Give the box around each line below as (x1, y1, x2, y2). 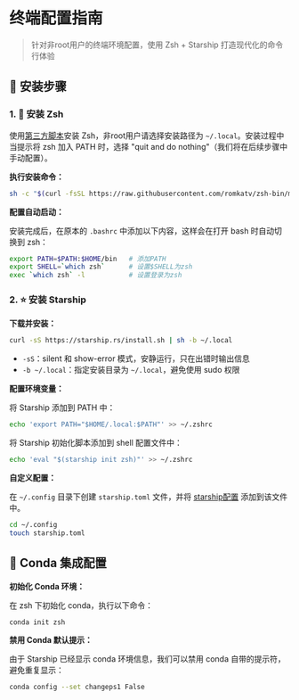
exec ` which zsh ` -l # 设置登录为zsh (9, 271, 182, 280)
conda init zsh (9, 617, 66, 627)
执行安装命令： (9, 171, 64, 182)
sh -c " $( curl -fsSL (9, 189, 86, 198)
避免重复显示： (9, 665, 64, 676)
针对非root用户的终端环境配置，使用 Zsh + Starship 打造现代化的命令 (30, 39, 284, 50)
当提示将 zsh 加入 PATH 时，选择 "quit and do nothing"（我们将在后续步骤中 (9, 141, 288, 152)
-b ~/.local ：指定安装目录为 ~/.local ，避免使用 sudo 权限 (21, 365, 240, 375)
